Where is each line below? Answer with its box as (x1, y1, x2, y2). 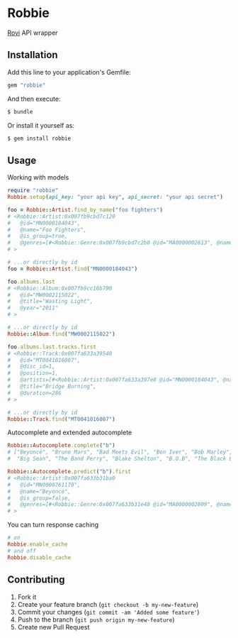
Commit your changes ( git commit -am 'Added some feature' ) (17, 607, 200, 616)
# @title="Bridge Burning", (7, 383, 97, 390)
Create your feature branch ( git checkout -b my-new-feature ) (17, 600, 199, 608)
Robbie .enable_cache (7, 541, 69, 548)
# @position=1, (7, 370, 59, 377)
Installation (7, 49, 58, 61)
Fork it (17, 593, 37, 601)
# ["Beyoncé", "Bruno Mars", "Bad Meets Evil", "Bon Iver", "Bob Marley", (7, 449, 233, 456)
